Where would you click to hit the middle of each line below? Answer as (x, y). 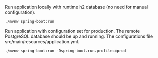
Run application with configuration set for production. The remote (73, 31)
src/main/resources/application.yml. (42, 41)
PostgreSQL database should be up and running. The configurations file (79, 36)
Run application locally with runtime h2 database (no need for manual (77, 7)
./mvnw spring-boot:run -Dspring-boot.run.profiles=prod (66, 51)
